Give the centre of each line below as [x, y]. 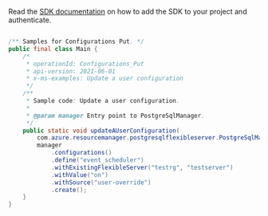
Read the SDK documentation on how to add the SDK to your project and [128, 12]
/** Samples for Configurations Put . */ [77, 41]
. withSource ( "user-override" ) [101, 183]
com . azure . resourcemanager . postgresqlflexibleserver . [128, 138]
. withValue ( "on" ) [80, 175]
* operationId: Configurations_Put [85, 64]
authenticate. [30, 20]
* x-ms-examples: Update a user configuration [104, 79]
